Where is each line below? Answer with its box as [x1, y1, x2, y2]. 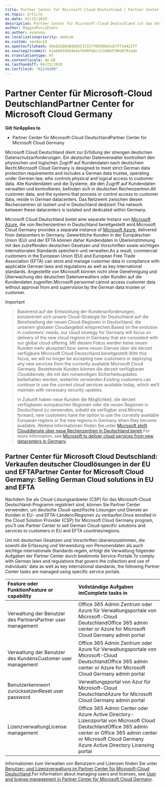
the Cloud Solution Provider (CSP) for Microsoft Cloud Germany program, [5, 517, 154, 523]
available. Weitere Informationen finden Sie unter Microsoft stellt [17, 423, 147, 428]
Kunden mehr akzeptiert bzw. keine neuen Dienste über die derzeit [17, 345, 152, 351]
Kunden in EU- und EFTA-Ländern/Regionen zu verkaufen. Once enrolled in [5, 512, 156, 518]
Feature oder [7, 580, 38, 587]
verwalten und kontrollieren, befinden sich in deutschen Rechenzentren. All [5, 185, 156, 192]
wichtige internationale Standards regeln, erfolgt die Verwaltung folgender [5, 547, 156, 553]
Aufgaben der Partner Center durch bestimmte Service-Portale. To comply [5, 553, 155, 559]
